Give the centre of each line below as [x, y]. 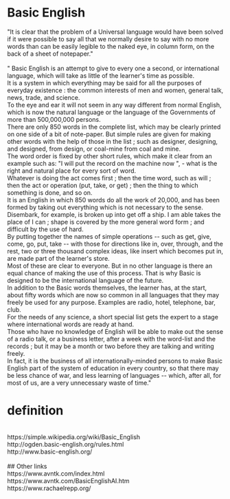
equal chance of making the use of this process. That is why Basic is [104, 273]
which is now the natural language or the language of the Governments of [112, 112]
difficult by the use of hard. [45, 229]
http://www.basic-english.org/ [50, 452]
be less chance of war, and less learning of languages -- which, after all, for [114, 375]
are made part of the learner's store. [58, 258]
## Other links [27, 466]
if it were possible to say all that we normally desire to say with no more [108, 39]
